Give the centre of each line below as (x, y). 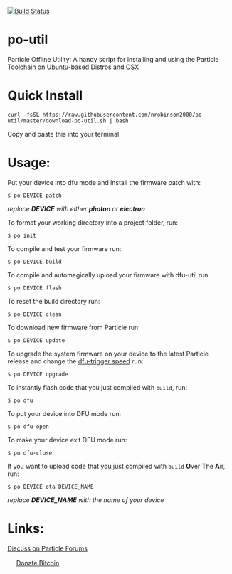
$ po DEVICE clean (35, 314)
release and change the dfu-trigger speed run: (75, 361)
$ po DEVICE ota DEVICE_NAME (51, 487)
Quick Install (45, 96)
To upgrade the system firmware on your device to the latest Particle (108, 354)
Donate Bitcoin (38, 563)
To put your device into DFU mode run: (64, 413)
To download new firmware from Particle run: (74, 327)
